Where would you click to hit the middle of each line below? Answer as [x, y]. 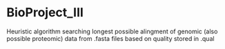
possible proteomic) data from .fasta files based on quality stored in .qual [110, 38]
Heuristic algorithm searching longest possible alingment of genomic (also [112, 31]
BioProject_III [45, 13]
